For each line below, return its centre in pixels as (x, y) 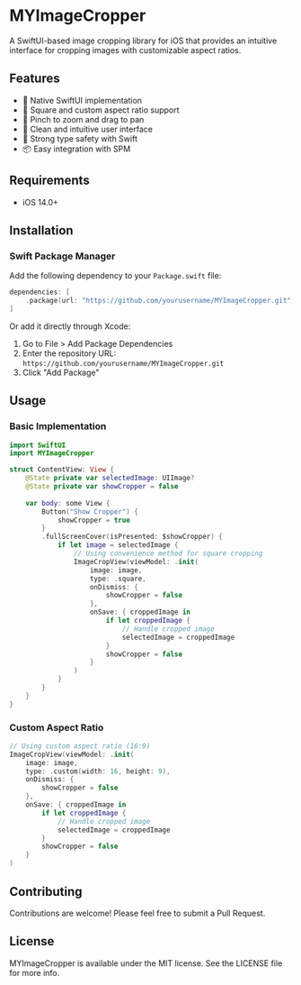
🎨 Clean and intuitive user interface (87, 129)
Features (35, 79)
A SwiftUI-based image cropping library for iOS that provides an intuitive (143, 41)
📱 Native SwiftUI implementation (82, 100)
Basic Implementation (58, 426)
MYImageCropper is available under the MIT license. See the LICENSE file (146, 963)
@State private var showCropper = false (102, 487)
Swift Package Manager (62, 256)
